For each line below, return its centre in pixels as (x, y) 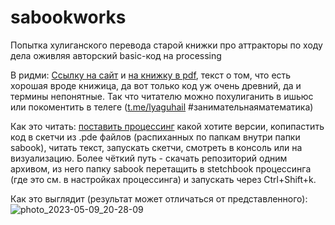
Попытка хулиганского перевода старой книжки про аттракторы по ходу (166, 45)
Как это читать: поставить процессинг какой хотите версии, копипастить (167, 126)
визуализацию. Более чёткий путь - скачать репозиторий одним (149, 158)
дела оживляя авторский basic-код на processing (116, 55)
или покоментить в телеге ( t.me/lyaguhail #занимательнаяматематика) (162, 107)
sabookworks (68, 17)
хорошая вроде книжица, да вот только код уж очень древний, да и (156, 85)
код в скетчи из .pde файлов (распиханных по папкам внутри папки (155, 137)
